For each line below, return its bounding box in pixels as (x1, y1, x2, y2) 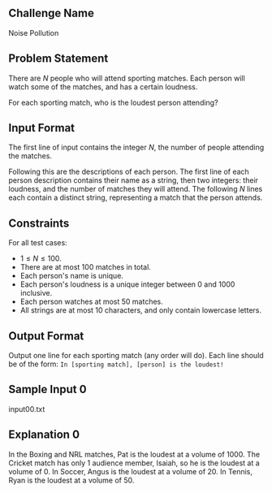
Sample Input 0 (8, 383, 87, 396)
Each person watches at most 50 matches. (19, 296, 164, 307)
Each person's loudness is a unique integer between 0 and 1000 (19, 279, 235, 289)
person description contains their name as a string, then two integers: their (8, 175, 258, 185)
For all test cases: (8, 238, 67, 248)
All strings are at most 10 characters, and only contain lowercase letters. (19, 305, 262, 315)
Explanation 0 (8, 428, 80, 442)
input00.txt (8, 404, 45, 413)
